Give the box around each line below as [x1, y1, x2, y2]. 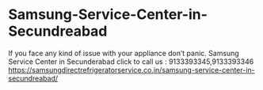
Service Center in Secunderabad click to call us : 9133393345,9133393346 [8, 57, 254, 66]
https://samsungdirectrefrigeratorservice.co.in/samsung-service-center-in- [8, 65, 255, 74]
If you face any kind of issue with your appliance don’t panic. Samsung [8, 48, 239, 58]
